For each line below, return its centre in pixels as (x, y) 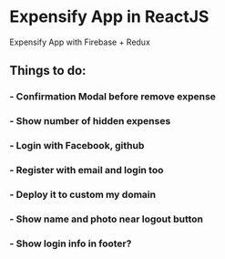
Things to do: (48, 71)
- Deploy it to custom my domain (83, 194)
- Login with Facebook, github (77, 146)
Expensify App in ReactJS (109, 17)
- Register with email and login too (87, 171)
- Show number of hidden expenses (90, 121)
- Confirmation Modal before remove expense (113, 97)
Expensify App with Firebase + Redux (80, 42)
